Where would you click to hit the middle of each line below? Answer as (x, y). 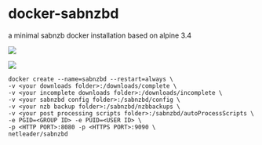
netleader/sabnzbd (38, 134)
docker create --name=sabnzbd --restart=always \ (91, 79)
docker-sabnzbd (64, 14)
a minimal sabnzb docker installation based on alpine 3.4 (100, 35)
